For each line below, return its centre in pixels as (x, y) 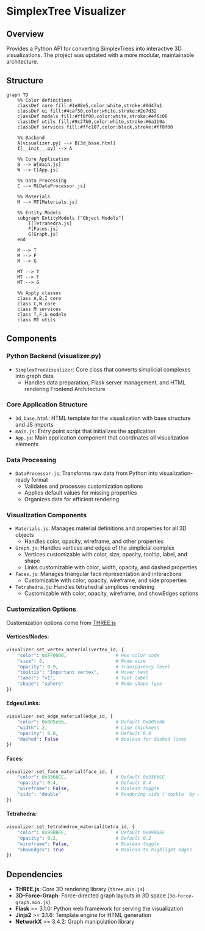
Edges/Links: (23, 703)
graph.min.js (32, 903)
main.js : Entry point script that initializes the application (85, 431)
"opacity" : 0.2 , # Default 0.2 (84, 838)
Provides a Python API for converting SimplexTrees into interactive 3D (94, 48)
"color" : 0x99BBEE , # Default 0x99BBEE (91, 832)
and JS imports (34, 424)
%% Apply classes (39, 293)
